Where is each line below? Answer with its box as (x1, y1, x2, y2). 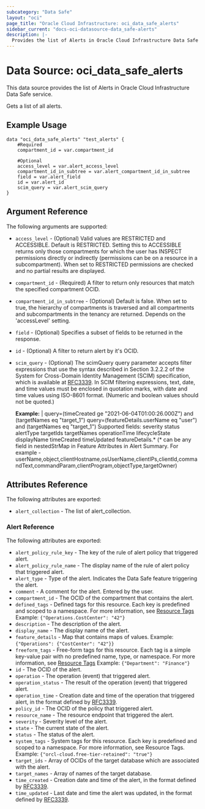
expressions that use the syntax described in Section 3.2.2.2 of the (15, 365, 185, 373)
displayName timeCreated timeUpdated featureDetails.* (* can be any (15, 436, 192, 443)
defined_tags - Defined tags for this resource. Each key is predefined (15, 600, 190, 608)
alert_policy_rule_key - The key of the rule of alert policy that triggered (15, 548, 198, 556)
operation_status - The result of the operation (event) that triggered (15, 679, 188, 686)
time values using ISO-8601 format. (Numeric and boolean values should (15, 391, 199, 398)
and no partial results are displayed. (15, 267, 106, 274)
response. (15, 335, 41, 343)
